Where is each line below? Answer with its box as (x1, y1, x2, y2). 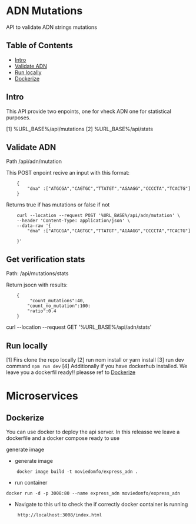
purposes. (6, 114, 31, 121)
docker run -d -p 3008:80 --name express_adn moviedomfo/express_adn (6, 490, 181, 496)
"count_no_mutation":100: (27, 303, 91, 309)
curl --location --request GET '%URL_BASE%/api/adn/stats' (6, 323, 152, 331)
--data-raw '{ (16, 223, 51, 229)
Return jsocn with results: (6, 281, 68, 289)
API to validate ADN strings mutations (6, 24, 97, 31)
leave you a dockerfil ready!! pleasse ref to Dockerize (6, 369, 136, 376)
